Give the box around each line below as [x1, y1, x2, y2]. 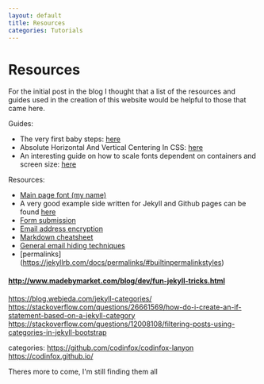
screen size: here [19, 159, 77, 169]
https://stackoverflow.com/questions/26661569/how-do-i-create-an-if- [8, 302, 242, 312]
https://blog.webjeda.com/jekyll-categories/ [8, 294, 152, 303]
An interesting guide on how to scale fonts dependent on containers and [19, 152, 256, 161]
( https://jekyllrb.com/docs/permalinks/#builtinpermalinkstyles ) [19, 258, 224, 267]
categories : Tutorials [8, 26, 83, 34]
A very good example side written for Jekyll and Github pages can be [19, 199, 247, 209]
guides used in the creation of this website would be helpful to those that [8, 95, 247, 105]
